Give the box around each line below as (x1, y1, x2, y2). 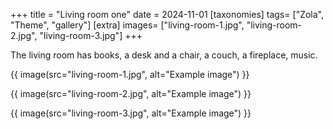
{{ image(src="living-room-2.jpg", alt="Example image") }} (10, 88, 252, 99)
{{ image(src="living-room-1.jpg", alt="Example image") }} (10, 69, 250, 80)
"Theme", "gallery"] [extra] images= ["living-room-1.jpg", (10, 19, 245, 31)
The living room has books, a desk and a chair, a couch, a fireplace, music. (10, 49, 318, 61)
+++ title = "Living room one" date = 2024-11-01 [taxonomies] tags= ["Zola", (10, 9, 325, 20)
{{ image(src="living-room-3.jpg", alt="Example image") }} (10, 107, 252, 119)
